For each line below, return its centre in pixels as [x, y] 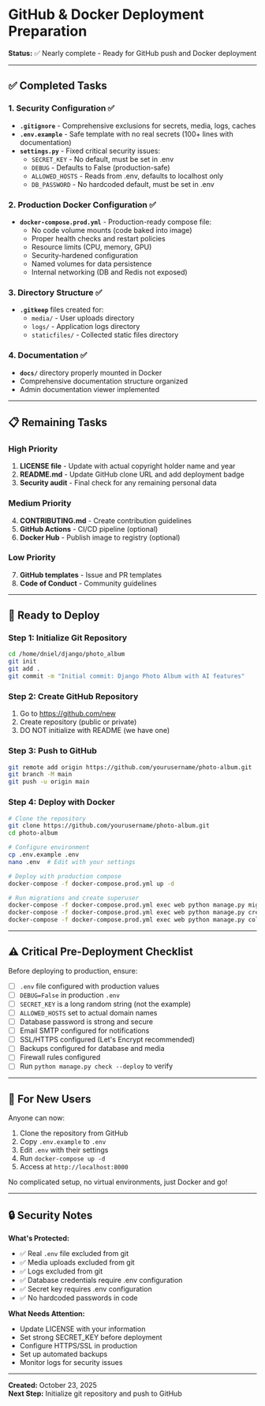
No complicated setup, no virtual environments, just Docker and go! [118, 1182]
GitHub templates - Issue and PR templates [91, 574]
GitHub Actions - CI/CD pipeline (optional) [89, 529]
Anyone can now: [37, 1118]
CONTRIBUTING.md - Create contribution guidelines [105, 520]
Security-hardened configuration [85, 255]
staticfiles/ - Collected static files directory [105, 335]
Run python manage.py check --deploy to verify [96, 1066]
